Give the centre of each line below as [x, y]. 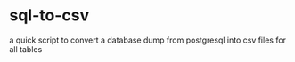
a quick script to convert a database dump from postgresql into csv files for [148, 40]
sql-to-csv [49, 15]
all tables [26, 49]
